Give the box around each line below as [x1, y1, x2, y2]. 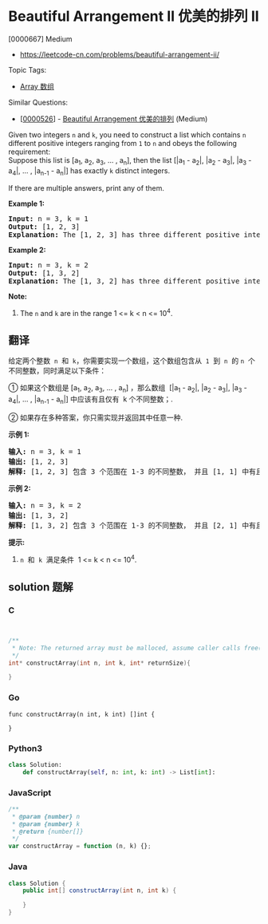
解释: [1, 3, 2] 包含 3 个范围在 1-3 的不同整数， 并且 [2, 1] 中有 [8, 520, 257, 530]
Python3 [8, 743, 42, 754]
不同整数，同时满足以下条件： [8, 366, 106, 375]
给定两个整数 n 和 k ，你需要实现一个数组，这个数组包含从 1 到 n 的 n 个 [8, 356, 255, 365]
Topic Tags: [8, 65, 47, 74]
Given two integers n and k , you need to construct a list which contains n [8, 129, 246, 140]
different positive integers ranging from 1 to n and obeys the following [8, 138, 237, 148]
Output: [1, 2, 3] [8, 222, 81, 231]
